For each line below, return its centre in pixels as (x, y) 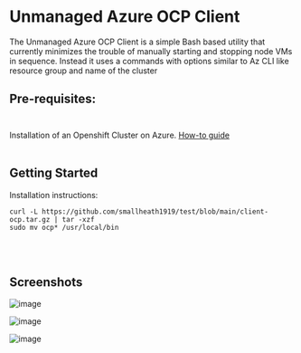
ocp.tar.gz (30, 219)
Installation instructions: (54, 195)
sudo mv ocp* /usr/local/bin (64, 227)
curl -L (24, 211)
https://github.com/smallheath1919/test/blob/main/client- (155, 211)
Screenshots (46, 282)
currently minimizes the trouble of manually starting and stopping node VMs (151, 51)
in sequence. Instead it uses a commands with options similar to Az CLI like (149, 61)
